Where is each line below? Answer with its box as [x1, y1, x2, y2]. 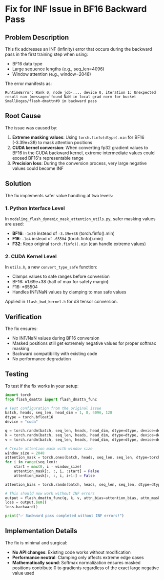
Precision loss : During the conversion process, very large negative [12, 160, 147, 166]
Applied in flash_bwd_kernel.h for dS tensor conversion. [5, 299, 118, 305]
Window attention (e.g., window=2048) [12, 71, 91, 77]
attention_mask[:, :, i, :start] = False [14, 469, 99, 474]
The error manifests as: [5, 81, 52, 86]
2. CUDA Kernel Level [5, 253, 57, 260]
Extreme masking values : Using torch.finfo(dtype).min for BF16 [12, 134, 145, 140]
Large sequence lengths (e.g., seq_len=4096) [12, 66, 104, 72]
